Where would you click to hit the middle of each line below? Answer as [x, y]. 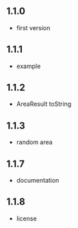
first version [33, 27]
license [26, 218]
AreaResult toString [44, 104]
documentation [38, 181]
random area [34, 142]
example [28, 66]
